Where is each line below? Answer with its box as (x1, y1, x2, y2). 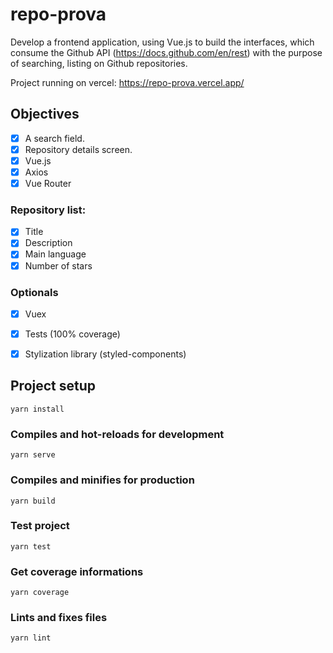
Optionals (10, 285, 59, 299)
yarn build (10, 496, 56, 506)
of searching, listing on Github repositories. (10, 57, 188, 69)
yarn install (10, 404, 65, 414)
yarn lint (10, 633, 52, 643)
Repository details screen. (24, 143, 133, 155)
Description (24, 237, 73, 249)
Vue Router (24, 178, 72, 189)
